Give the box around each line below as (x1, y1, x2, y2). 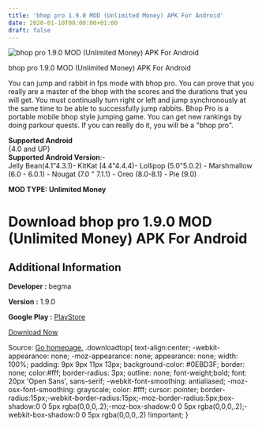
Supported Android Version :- (8, 153, 106, 162)
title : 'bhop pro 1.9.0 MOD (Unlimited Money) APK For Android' (8, 11, 224, 20)
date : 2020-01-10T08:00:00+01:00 (8, 19, 118, 27)
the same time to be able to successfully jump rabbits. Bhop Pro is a (8, 104, 229, 113)
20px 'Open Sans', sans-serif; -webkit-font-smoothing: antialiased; (8, 376, 226, 386)
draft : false (8, 26, 51, 34)
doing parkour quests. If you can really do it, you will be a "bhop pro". (8, 120, 234, 130)
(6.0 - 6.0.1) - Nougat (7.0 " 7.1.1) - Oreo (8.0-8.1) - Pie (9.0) (8, 169, 197, 179)
